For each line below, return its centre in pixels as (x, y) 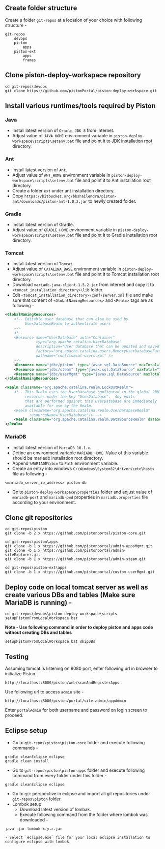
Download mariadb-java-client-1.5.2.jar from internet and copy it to (83, 284)
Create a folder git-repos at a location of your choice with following (74, 20)
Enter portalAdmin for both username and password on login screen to (76, 710)
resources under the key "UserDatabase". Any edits (80, 397)
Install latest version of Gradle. (43, 224)
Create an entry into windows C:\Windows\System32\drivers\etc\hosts (83, 468)
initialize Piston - (22, 673)
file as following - (30, 473)
